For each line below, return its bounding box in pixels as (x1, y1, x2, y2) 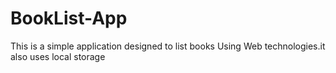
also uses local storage (10, 50, 106, 62)
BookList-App (10, 7, 128, 30)
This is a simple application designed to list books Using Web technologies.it (10, 40, 326, 52)
